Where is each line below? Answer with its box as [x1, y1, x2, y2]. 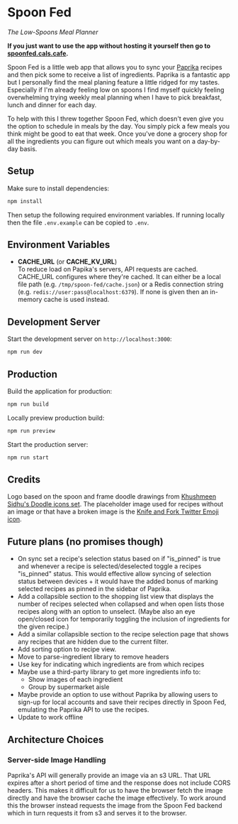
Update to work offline [17, 713, 84, 722]
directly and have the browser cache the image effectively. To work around [7, 793, 227, 802]
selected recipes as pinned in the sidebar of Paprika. [17, 585, 172, 593]
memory [17, 296, 42, 304]
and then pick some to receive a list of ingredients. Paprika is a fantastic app [7, 70, 230, 79]
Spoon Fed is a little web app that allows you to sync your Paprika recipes [7, 63, 222, 71]
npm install [7, 197, 42, 205]
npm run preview [7, 427, 55, 434]
